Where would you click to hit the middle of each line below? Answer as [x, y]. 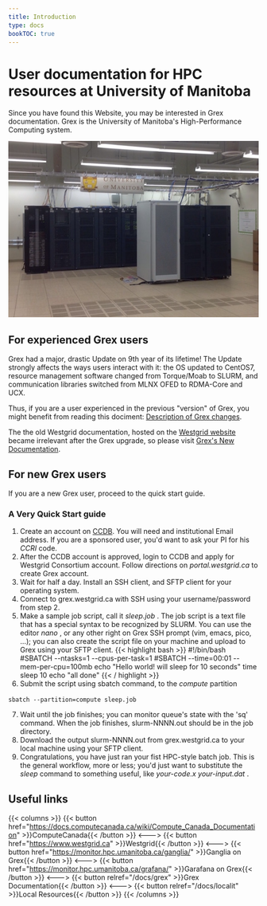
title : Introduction [43, 17]
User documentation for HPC [105, 74]
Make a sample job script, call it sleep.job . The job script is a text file [133, 616]
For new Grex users [57, 474]
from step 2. [40, 608]
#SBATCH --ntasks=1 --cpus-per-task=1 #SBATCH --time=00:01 [126, 658]
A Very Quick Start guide [57, 514]
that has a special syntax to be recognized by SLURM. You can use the [135, 625]
